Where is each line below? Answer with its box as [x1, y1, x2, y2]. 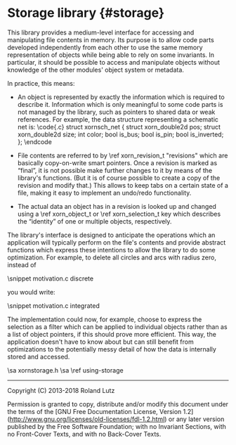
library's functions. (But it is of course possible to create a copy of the [17, 174, 221, 182]
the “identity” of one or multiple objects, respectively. [17, 217, 172, 226]
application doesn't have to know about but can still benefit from [7, 337, 195, 346]
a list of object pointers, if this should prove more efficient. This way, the [7, 330, 216, 338]
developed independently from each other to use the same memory [7, 43, 203, 51]
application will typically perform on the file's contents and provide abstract [7, 238, 226, 247]
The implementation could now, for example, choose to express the [7, 315, 202, 323]
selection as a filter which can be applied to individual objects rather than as [7, 322, 228, 331]
